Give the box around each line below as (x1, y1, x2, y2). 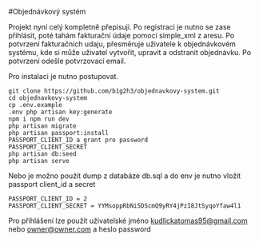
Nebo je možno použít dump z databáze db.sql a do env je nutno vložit (8, 171, 241, 181)
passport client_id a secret (8, 180, 96, 188)
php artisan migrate (8, 122, 78, 130)
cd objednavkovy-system (8, 94, 88, 102)
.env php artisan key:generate (8, 108, 113, 116)
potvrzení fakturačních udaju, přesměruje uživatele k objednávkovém (8, 39, 236, 49)
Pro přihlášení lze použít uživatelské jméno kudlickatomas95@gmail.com (8, 216, 248, 225)
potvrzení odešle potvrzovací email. (8, 56, 126, 65)
